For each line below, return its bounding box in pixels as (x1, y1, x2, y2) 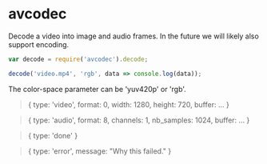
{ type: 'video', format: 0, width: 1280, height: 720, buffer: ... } (27, 99, 229, 109)
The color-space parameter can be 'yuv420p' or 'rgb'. (8, 84, 186, 94)
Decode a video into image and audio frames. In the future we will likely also (8, 31, 260, 41)
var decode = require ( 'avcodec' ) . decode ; (8, 55, 149, 63)
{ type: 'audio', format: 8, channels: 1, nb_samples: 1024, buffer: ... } (27, 115, 250, 125)
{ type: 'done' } (27, 130, 78, 140)
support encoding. (8, 39, 70, 49)
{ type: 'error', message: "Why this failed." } (27, 146, 172, 156)
